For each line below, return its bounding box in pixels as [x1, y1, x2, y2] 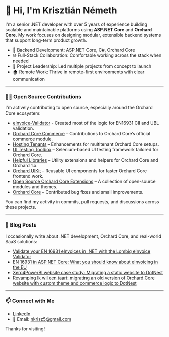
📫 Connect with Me [5, 297, 55, 304]
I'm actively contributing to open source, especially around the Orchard [5, 105, 153, 111]
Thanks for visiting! [5, 326, 45, 332]
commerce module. [12, 136, 53, 142]
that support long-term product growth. [5, 37, 87, 43]
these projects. [5, 204, 36, 210]
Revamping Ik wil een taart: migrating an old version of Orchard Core [12, 275, 155, 281]
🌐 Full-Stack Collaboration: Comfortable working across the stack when [12, 52, 162, 58]
